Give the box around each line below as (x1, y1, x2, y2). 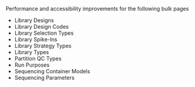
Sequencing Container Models (14, 68, 91, 74)
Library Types (14, 49, 50, 56)
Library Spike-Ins (14, 36, 58, 43)
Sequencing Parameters (14, 74, 75, 81)
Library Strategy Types (14, 42, 72, 49)
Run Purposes (14, 61, 50, 68)
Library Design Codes (14, 23, 69, 30)
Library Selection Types (14, 29, 74, 37)
